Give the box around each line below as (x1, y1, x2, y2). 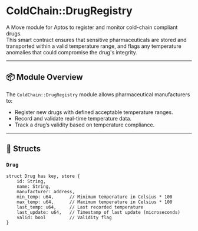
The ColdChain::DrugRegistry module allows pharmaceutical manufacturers (6, 90, 190, 98)
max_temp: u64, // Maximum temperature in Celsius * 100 (16, 199, 173, 205)
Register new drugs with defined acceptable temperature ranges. (14, 108, 173, 116)
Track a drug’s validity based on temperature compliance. (14, 121, 155, 128)
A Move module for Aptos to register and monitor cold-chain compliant (6, 24, 178, 31)
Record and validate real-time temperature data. (14, 115, 131, 122)
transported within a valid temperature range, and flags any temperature (6, 43, 181, 50)
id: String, (16, 178, 46, 184)
